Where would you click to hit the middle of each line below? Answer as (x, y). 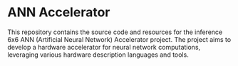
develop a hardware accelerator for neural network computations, (104, 47)
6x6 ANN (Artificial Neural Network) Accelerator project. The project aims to (119, 39)
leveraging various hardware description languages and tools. (98, 55)
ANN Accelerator (59, 12)
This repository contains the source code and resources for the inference (115, 32)
